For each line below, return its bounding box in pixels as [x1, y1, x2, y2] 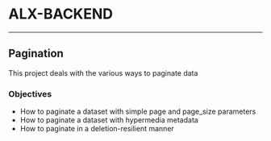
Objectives [8, 88, 52, 99]
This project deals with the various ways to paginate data [8, 68, 198, 77]
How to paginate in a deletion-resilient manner [19, 124, 175, 134]
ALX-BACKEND [8, 5, 114, 23]
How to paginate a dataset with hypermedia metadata [19, 115, 199, 125]
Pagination [8, 47, 65, 60]
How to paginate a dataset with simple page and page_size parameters [19, 106, 256, 117]
